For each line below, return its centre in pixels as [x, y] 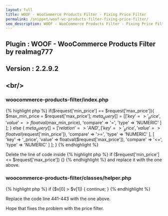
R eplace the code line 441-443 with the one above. [58, 199]
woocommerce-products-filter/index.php [57, 100]
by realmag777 [29, 52]
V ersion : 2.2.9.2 [32, 69]
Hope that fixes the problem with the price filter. [55, 208]
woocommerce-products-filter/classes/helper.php [69, 178]
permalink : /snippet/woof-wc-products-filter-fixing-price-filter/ [77, 19]
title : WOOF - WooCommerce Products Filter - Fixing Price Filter [76, 14]
